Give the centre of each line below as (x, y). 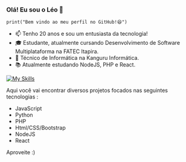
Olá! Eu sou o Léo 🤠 (35, 10)
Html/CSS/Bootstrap (40, 128)
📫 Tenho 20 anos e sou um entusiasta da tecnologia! (81, 34)
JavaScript (28, 109)
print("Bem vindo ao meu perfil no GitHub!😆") (67, 22)
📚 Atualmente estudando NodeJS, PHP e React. (75, 65)
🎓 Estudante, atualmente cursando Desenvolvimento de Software (97, 43)
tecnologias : (22, 97)
